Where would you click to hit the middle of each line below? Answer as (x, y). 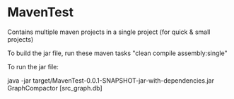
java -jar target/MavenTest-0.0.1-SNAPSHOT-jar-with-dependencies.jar (111, 80)
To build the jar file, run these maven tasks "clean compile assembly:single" (117, 53)
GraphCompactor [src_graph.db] (55, 88)
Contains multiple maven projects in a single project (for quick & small (109, 32)
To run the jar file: (33, 66)
